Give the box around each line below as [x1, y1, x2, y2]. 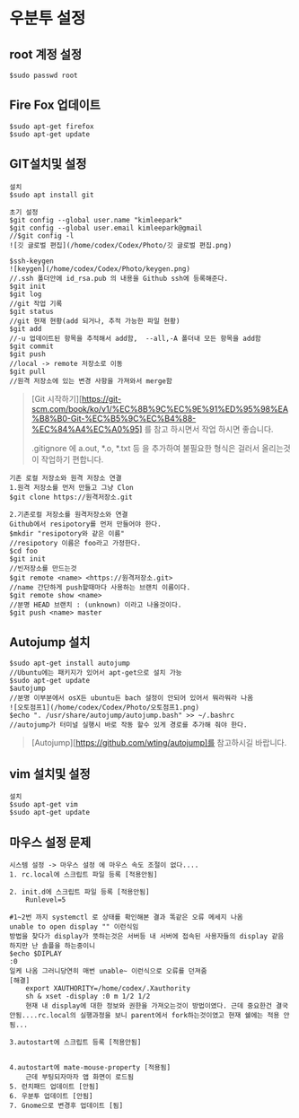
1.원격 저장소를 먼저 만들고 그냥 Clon [9, 483, 134, 492]
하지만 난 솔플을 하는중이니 [9, 941, 96, 951]
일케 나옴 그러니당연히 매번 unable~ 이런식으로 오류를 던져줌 [9, 966, 207, 976]
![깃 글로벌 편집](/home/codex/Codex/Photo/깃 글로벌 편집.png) [9, 240, 233, 249]
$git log [9, 289, 42, 299]
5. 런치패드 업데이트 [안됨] [9, 1082, 100, 1091]
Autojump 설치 [9, 634, 91, 651]
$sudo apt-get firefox [9, 122, 94, 131]
